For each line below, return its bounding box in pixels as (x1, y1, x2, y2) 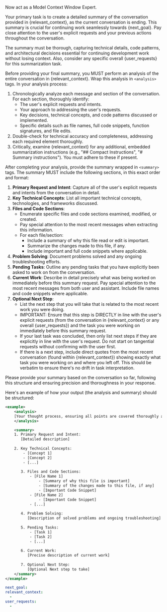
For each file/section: (19, 232, 64, 238)
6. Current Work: (20, 548, 57, 554)
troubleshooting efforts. (12, 259, 61, 264)
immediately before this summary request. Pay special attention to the (12, 280, 156, 286)
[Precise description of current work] (27, 553, 110, 558)
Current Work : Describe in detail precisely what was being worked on (12, 275, 156, 280)
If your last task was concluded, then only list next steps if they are (19, 333, 157, 339)
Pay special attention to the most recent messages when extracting (19, 222, 158, 227)
